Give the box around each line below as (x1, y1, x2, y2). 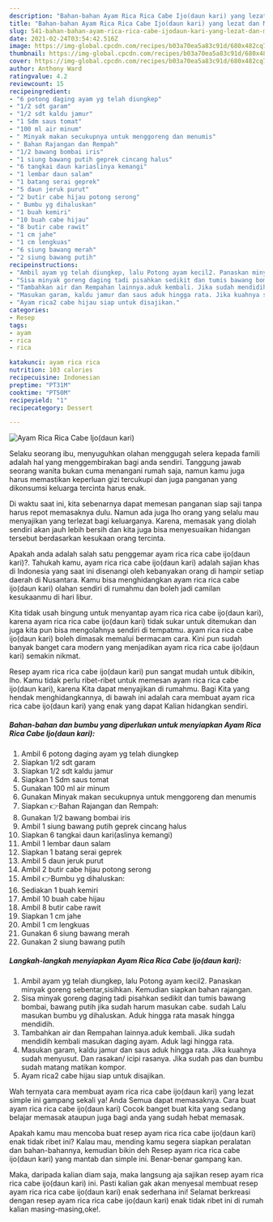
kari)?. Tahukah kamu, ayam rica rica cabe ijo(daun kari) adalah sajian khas (9, 557, 260, 568)
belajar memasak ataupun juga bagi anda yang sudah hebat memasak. (9, 1112, 245, 1122)
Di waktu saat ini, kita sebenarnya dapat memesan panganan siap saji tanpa (9, 499, 262, 509)
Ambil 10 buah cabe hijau (20, 894, 105, 904)
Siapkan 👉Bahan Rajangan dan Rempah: (20, 801, 159, 811)
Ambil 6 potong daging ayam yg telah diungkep (20, 749, 179, 759)
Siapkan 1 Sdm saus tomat (20, 775, 109, 785)
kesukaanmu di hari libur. (9, 592, 93, 602)
